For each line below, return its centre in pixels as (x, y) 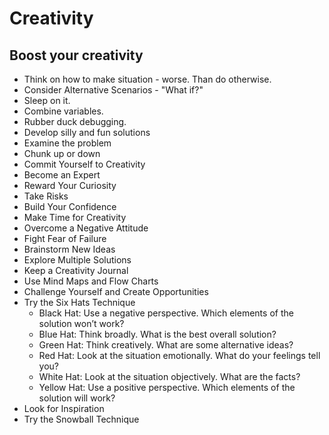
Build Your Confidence (70, 206)
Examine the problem (67, 143)
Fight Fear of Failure (65, 238)
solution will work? (77, 398)
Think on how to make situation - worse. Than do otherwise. (147, 79)
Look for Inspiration (64, 408)
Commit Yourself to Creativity (84, 164)
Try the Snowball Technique (81, 419)
